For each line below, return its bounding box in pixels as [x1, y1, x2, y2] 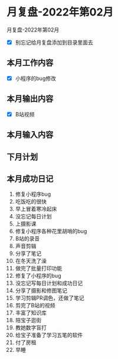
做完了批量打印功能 [15, 265, 63, 272]
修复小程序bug [15, 190, 51, 198]
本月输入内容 [6, 130, 54, 140]
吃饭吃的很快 [15, 198, 47, 205]
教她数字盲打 [15, 324, 47, 331]
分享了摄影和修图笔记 [15, 287, 67, 294]
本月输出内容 [6, 94, 54, 104]
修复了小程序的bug [15, 272, 61, 279]
